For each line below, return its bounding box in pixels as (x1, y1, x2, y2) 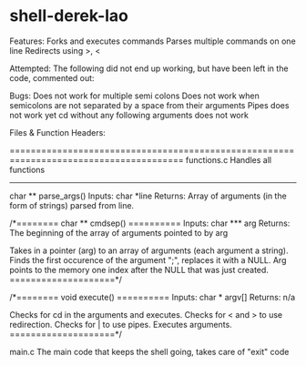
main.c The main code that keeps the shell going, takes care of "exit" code (9, 346, 290, 357)
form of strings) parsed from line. (9, 199, 135, 210)
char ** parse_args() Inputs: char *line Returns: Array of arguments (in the (9, 190, 287, 201)
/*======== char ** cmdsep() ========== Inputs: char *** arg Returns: (9, 218, 291, 229)
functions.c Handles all (185, 154, 271, 165)
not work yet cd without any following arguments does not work (9, 109, 249, 120)
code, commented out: (9, 72, 95, 83)
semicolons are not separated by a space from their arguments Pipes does (9, 99, 290, 110)
